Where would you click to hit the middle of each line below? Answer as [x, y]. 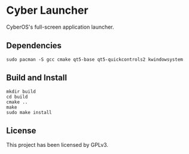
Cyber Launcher [47, 10]
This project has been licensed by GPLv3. [57, 145]
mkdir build [21, 91]
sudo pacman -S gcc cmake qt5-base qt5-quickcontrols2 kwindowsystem [95, 59]
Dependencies [34, 46]
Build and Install [37, 78]
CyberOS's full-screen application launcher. [60, 27]
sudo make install [29, 112]
